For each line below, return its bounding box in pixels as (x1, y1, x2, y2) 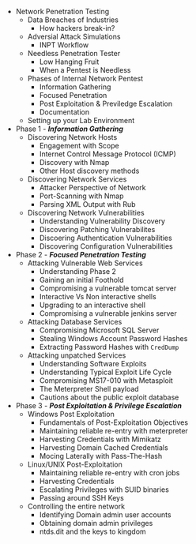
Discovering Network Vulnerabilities (27, 208, 145, 217)
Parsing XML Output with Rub (39, 200, 136, 208)
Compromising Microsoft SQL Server (39, 325, 160, 335)
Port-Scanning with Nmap (39, 191, 124, 201)
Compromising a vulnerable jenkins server (39, 309, 178, 318)
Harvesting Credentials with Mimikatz (39, 434, 162, 444)
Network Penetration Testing (15, 7, 110, 16)
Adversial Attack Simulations (27, 32, 121, 41)
